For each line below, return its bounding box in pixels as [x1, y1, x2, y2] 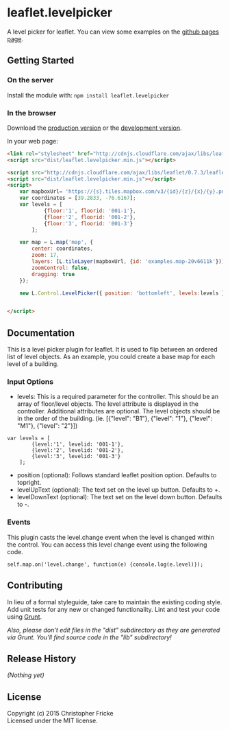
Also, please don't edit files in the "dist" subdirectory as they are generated [7, 626, 220, 634]
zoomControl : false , [31, 264, 90, 271]
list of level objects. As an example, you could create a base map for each [7, 352, 216, 361]
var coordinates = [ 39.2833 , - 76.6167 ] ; [19, 194, 136, 202]
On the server [7, 76, 54, 85]
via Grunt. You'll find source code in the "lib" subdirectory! [7, 633, 172, 641]
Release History [7, 652, 77, 664]
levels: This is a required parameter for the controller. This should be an [16, 393, 219, 401]
